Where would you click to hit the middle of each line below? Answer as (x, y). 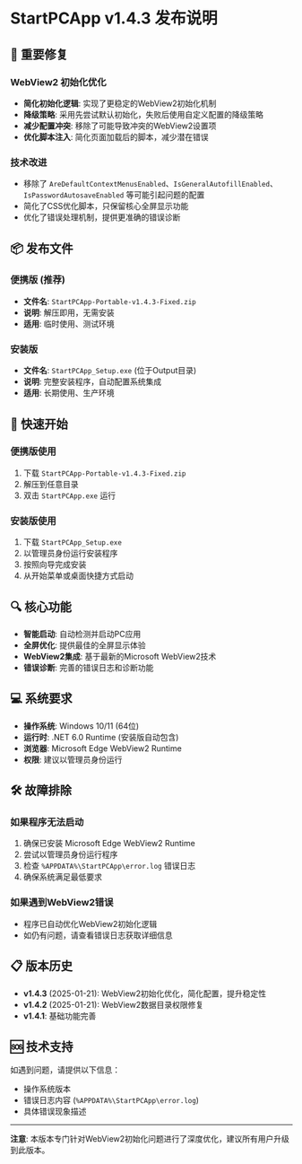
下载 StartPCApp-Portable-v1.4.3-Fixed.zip (104, 473)
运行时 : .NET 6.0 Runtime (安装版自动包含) (101, 737)
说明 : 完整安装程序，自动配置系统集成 (92, 381)
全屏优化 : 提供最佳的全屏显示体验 (84, 645)
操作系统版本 (47, 1089)
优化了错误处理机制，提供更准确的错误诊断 (102, 217)
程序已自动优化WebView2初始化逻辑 (90, 923)
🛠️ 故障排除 (41, 791)
